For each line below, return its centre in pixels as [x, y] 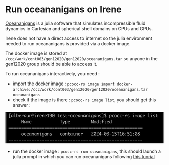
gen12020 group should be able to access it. [51, 64]
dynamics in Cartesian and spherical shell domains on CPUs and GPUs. [79, 28]
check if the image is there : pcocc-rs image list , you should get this [84, 100]
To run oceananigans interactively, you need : [52, 73]
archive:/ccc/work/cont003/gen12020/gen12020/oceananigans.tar [80, 89]
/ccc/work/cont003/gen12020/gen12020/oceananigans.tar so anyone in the [81, 58]
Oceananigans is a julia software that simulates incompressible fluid [75, 23]
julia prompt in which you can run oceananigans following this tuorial [83, 157]
